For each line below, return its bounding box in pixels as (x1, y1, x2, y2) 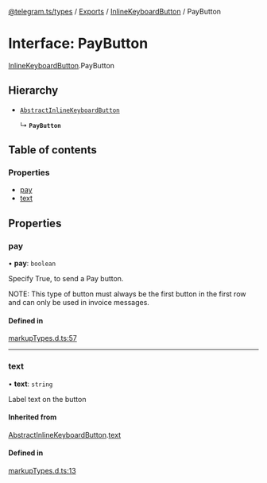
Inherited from (8, 412, 57, 422)
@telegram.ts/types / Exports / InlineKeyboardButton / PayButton (8, 7, 221, 16)
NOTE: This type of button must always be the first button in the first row (8, 289, 246, 299)
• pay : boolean (8, 258, 56, 269)
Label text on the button (8, 394, 87, 404)
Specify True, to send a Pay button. (8, 274, 124, 284)
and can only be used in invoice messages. (8, 298, 149, 307)
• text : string (8, 379, 53, 388)
